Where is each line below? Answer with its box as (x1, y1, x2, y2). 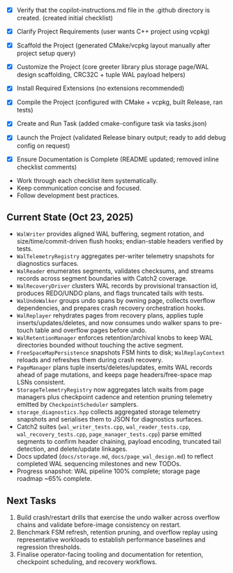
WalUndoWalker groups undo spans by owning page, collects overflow (16, 297, 216, 305)
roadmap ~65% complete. (16, 475, 92, 483)
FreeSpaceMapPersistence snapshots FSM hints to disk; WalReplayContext (16, 348, 225, 357)
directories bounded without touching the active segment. (16, 341, 184, 350)
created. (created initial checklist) (16, 14, 113, 22)
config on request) (16, 141, 70, 149)
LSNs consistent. (16, 378, 66, 387)
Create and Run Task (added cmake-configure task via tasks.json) (16, 119, 207, 128)
